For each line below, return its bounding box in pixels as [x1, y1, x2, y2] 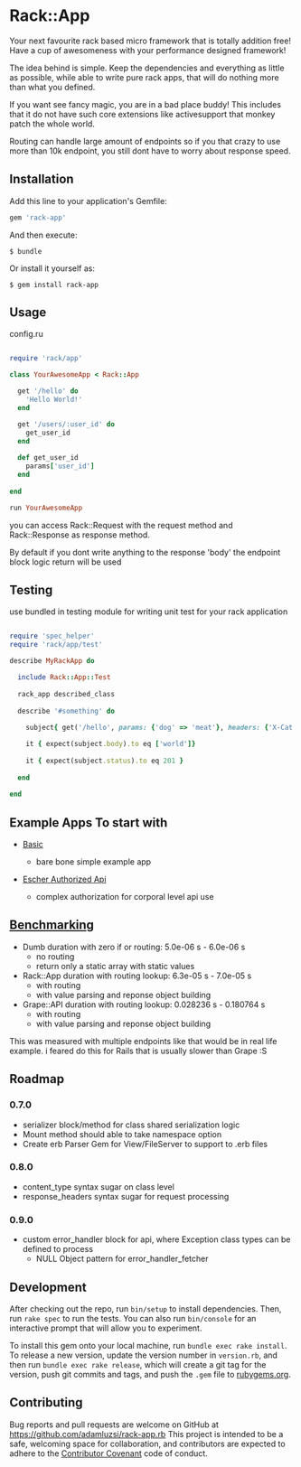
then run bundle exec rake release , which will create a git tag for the [9, 1359, 267, 1369]
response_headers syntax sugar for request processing [22, 1191, 230, 1201]
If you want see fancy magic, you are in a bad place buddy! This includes [9, 98, 282, 109]
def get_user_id [17, 453, 79, 463]
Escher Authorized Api [22, 874, 107, 885]
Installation [9, 172, 74, 187]
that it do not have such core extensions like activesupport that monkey [9, 108, 276, 119]
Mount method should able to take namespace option [22, 1128, 222, 1139]
